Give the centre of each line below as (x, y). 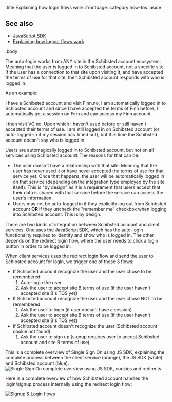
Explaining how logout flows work (49, 41)
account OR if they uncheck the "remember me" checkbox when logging (90, 209)
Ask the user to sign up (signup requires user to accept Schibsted (90, 337)
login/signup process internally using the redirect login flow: (69, 384)
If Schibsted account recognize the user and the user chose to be (82, 271)
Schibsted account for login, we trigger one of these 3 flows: (70, 262)
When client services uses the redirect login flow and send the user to (79, 256)
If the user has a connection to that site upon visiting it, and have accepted (84, 72)
